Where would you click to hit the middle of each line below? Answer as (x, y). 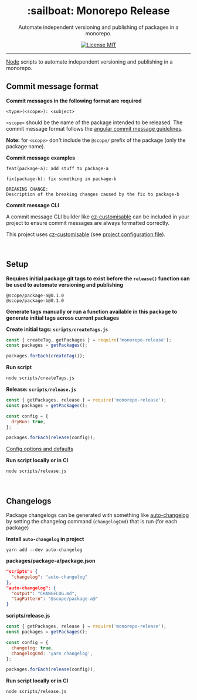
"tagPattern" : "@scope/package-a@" (55, 599)
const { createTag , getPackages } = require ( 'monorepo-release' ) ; (89, 340)
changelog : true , (33, 648)
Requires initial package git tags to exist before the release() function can (98, 278)
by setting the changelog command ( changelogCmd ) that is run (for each (92, 521)
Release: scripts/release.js (41, 389)
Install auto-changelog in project (45, 539)
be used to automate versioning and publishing (65, 284)
